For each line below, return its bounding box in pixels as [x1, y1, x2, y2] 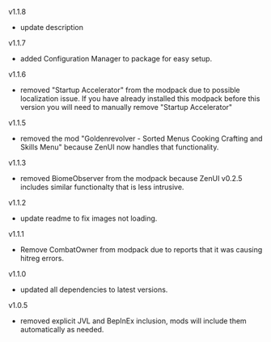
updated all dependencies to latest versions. [19, 285, 168, 294]
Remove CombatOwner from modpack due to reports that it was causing [19, 245, 263, 254]
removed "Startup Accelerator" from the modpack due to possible [19, 85, 240, 95]
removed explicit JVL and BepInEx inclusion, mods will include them [19, 316, 247, 326]
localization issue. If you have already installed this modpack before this [19, 94, 260, 103]
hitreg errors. [19, 254, 65, 263]
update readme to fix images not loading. [19, 213, 158, 223]
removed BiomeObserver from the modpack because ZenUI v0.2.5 [19, 174, 243, 183]
